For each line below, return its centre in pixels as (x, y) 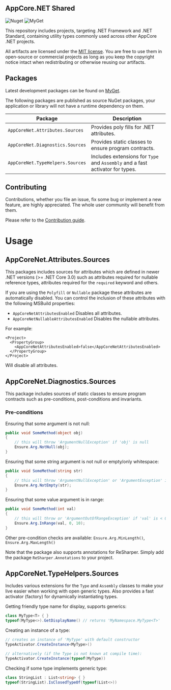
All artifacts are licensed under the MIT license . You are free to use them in (84, 51)
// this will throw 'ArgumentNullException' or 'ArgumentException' (89, 480)
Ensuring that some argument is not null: (48, 424)
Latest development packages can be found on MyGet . (63, 90)
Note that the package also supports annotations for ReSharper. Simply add (84, 552)
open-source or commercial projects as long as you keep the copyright (80, 57)
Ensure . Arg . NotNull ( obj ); (42, 447)
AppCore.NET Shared (40, 8)
